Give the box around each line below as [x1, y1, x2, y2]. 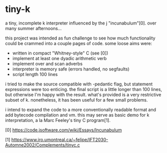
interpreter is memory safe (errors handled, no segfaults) [12, 66, 130, 72]
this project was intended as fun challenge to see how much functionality [5, 35, 156, 41]
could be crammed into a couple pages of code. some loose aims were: [5, 40, 153, 46]
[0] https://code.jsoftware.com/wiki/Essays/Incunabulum [5, 126, 122, 133]
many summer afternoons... [5, 25, 62, 31]
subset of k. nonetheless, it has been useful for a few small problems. [5, 96, 148, 103]
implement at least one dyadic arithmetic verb [12, 55, 107, 61]
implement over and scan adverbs [12, 60, 83, 66]
